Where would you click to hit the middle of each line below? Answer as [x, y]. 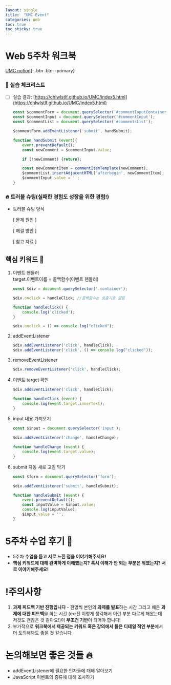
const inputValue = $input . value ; [59, 505]
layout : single [22, 10]
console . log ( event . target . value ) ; [59, 452]
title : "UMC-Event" [27, 15]
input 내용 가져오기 [32, 419]
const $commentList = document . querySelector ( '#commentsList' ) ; [83, 122]
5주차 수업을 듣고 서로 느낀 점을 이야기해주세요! [59, 556]
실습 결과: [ [24, 97]
